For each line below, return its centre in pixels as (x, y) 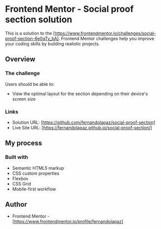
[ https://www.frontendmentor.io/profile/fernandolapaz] (68, 222)
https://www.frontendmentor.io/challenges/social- (105, 33)
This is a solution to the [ (30, 33)
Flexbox (20, 178)
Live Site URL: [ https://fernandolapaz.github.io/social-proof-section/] (82, 127)
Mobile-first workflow (34, 189)
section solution (39, 19)
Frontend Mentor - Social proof (69, 9)
